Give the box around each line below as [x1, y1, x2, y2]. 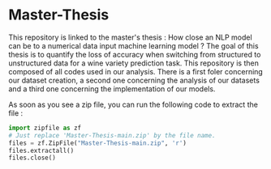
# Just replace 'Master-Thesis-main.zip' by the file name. [8, 131, 217, 139]
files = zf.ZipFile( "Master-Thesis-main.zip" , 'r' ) [8, 139, 187, 147]
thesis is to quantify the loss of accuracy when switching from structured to [8, 49, 261, 59]
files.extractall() [8, 146, 75, 154]
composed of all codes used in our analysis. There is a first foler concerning [8, 66, 264, 76]
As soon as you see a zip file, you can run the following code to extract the [8, 99, 258, 109]
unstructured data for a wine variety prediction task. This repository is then [8, 58, 260, 68]
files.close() [8, 154, 57, 163]
